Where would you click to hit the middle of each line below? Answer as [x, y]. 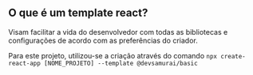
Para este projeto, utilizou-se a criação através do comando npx [113, 55]
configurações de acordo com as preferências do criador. [103, 40]
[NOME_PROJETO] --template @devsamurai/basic [121, 63]
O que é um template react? [78, 13]
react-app [25, 63]
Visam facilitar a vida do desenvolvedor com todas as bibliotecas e [118, 32]
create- [233, 56]
